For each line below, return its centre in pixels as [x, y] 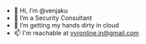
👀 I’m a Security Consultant [53, 18]
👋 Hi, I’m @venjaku [41, 11]
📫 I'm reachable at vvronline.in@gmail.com [76, 33]
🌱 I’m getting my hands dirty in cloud [66, 25]
